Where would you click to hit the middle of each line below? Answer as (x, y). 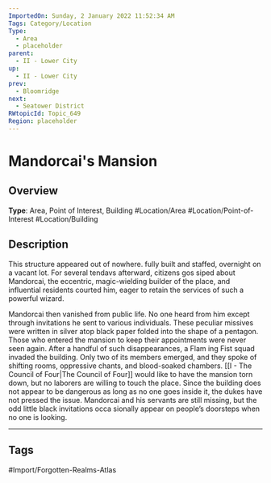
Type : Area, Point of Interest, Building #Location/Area (97, 210)
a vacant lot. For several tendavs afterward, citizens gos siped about (122, 273)
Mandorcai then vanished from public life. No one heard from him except (129, 314)
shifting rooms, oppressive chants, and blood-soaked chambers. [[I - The (130, 366)
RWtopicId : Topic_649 (45, 114)
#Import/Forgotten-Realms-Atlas (63, 469)
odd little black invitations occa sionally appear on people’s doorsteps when (134, 409)
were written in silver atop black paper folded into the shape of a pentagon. (133, 331)
